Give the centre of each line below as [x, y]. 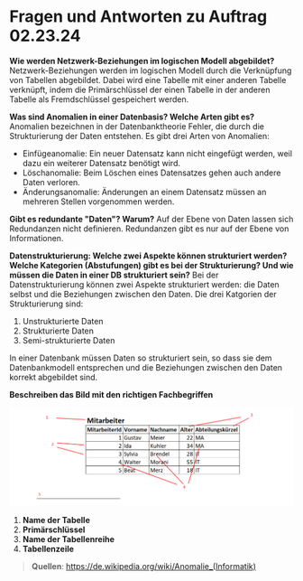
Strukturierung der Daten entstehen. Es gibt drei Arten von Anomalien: [140, 136]
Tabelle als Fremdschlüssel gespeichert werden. [99, 99]
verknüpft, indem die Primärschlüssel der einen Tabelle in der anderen [140, 89]
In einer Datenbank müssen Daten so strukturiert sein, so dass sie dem [141, 358]
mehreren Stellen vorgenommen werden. [98, 201]
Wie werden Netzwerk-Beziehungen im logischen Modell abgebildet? [142, 61]
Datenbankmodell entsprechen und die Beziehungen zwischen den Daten [146, 367]
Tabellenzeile [48, 548]
